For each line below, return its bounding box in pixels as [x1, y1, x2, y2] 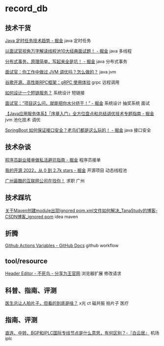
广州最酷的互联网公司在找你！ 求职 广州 [5, 178, 85, 184]
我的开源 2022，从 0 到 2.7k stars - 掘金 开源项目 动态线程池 [5, 167, 127, 173]
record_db [5, 3, 48, 14]
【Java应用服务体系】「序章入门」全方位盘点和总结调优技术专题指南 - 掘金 [5, 111, 154, 116]
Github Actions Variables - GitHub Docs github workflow [5, 242, 119, 248]
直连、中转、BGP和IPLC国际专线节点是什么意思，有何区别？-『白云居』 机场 [5, 330, 160, 336]
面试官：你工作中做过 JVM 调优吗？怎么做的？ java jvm [5, 69, 117, 75]
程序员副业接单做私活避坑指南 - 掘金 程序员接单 [5, 157, 101, 162]
